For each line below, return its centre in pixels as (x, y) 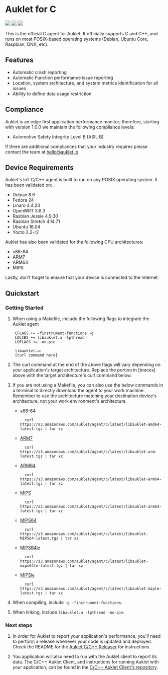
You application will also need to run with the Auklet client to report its (85, 657)
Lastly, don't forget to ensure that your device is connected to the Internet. (82, 277)
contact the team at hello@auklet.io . (42, 152)
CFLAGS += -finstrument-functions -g (54, 333)
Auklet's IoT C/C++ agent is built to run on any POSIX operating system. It (81, 180)
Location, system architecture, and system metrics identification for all (85, 83)
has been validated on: (29, 185)
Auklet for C (31, 9)
